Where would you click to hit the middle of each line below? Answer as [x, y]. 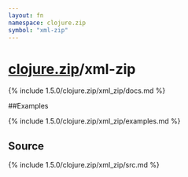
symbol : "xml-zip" [38, 30]
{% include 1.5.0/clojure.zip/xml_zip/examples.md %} [94, 121]
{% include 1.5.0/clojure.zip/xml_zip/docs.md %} [87, 90]
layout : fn [26, 15]
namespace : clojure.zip [47, 23]
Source [26, 146]
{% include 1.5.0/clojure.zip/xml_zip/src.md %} [84, 165]
